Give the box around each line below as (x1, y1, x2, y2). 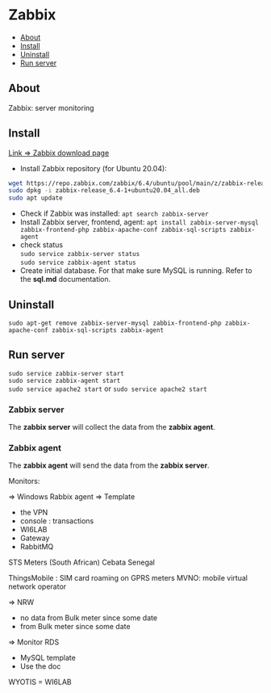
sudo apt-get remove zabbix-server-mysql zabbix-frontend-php (8, 319, 222, 327)
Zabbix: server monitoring (8, 103, 94, 112)
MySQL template (19, 653, 77, 663)
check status (19, 240, 64, 250)
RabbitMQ (19, 542, 54, 552)
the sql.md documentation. (19, 275, 111, 284)
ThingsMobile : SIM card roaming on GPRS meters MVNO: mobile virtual (8, 573, 248, 583)
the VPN (19, 507, 48, 518)
